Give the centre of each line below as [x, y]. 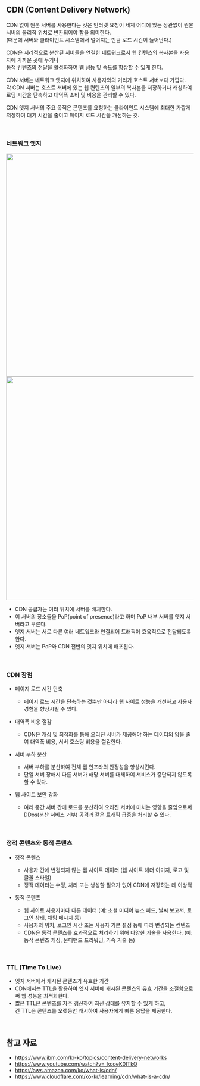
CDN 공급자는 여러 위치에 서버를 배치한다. [63, 609]
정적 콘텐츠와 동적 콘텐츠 [39, 843]
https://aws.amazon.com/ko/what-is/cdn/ [66, 1070]
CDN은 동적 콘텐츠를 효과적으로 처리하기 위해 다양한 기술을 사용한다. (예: [108, 932]
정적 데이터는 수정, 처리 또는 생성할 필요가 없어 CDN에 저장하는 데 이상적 [108, 885]
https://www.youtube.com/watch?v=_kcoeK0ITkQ [76, 1064]
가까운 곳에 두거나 [38, 60]
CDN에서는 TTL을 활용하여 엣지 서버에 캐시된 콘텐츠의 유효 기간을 [91, 988]
